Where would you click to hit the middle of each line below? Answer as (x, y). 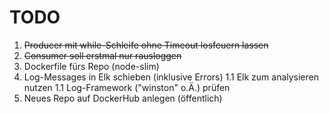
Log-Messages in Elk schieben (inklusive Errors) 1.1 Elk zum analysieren (171, 77)
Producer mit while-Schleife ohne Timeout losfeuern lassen (146, 45)
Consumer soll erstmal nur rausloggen (102, 55)
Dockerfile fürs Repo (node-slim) (91, 66)
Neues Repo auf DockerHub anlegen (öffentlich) (123, 98)
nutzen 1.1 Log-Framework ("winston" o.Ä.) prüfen (127, 87)
